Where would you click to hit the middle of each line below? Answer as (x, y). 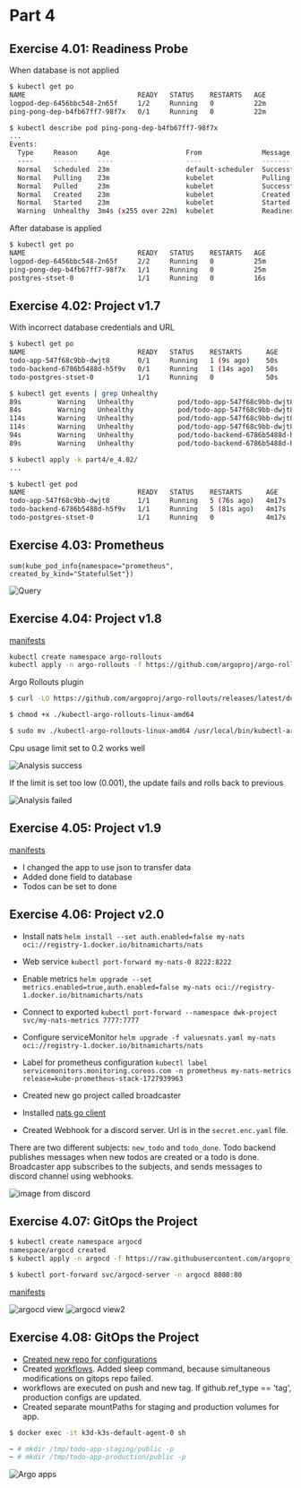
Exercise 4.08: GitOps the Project (104, 1338)
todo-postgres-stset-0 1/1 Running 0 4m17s (148, 518)
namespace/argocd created (57, 1250)
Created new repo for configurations (90, 1359)
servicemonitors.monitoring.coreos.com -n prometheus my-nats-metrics (157, 1071)
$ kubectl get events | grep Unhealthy (84, 394)
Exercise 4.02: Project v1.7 (85, 306)
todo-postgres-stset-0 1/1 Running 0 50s (144, 377)
